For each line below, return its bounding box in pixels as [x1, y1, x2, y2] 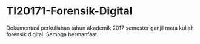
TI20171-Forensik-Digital [6, 4, 133, 18]
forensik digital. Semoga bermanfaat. [6, 30, 99, 37]
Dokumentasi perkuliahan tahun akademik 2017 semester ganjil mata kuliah [6, 24, 194, 31]
